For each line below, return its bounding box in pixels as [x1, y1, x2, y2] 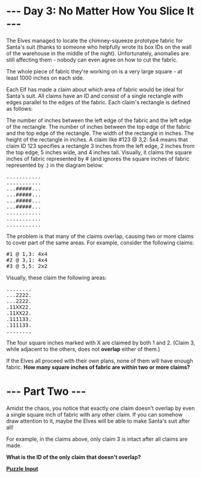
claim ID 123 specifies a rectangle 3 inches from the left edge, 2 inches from [6, 142, 195, 149]
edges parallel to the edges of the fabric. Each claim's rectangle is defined [6, 98, 190, 106]
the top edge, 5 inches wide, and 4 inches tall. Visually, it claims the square [6, 149, 192, 156]
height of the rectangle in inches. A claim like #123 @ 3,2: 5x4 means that [6, 135, 188, 143]
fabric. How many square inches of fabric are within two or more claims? [6, 363, 190, 371]
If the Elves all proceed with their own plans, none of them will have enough [6, 357, 193, 364]
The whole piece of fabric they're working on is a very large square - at [6, 67, 183, 75]
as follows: [6, 105, 33, 112]
